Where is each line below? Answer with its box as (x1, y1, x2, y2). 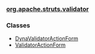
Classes (6, 21, 31, 29)
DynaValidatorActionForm (14, 35, 78, 42)
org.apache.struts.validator (6, 5, 89, 13)
